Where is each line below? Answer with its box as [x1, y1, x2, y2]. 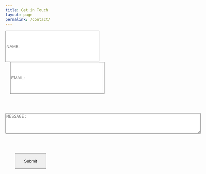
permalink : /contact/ [5, 17, 51, 22]
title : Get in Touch [5, 7, 49, 13]
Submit [24, 158, 37, 164]
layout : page [5, 12, 33, 17]
